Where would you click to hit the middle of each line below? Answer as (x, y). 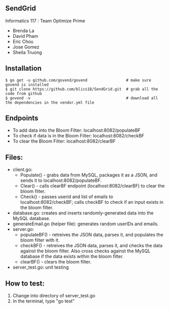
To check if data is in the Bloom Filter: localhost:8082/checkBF (78, 136)
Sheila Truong (27, 52)
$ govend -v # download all (82, 98)
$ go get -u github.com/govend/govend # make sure (78, 80)
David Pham (25, 36)
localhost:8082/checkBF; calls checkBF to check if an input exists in (92, 202)
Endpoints (22, 118)
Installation (23, 68)
